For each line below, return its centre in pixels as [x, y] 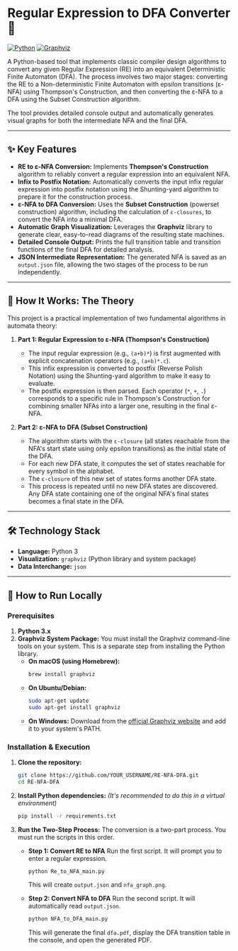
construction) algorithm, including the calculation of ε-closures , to [114, 211]
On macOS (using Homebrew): [74, 662]
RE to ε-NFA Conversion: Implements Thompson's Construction [113, 166]
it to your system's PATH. [65, 728]
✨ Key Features [42, 149]
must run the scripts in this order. [66, 837]
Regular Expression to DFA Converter [119, 13]
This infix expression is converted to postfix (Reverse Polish [115, 368]
